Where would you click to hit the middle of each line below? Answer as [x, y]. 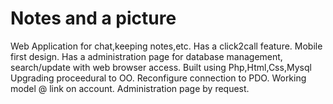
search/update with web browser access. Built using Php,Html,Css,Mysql [161, 67]
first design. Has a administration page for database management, [146, 56]
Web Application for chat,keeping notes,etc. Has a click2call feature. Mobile [166, 46]
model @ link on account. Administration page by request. [130, 88]
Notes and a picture [93, 18]
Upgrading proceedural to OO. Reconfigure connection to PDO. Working [158, 78]
